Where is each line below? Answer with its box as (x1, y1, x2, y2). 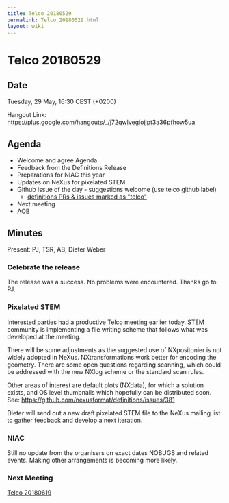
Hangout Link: (7, 111, 46, 119)
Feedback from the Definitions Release (16, 164, 126, 172)
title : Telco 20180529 (7, 10, 72, 17)
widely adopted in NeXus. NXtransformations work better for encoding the (7, 353, 217, 361)
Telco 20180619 (7, 489, 52, 497)
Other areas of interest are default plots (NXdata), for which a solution (7, 381, 204, 389)
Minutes (7, 227, 43, 238)
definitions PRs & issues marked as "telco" (27, 193, 147, 201)
